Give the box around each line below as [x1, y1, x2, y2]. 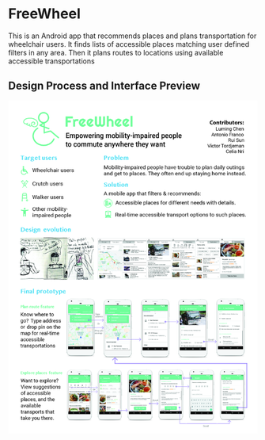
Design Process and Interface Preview [8, 79, 200, 93]
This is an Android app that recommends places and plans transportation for [8, 31, 257, 40]
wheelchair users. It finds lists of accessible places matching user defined [8, 39, 250, 48]
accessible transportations [8, 56, 95, 66]
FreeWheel [8, 5, 81, 23]
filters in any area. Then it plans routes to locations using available [8, 48, 224, 57]
